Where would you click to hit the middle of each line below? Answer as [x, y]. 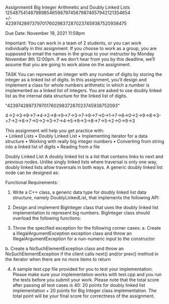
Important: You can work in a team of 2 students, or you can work [73, 43]
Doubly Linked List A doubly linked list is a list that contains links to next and [84, 157]
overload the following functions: [47, 218]
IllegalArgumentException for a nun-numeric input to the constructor [84, 239]
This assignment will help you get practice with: [55, 131]
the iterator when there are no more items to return [58, 259]
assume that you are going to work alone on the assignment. [68, 64]
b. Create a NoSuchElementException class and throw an [65, 248]
